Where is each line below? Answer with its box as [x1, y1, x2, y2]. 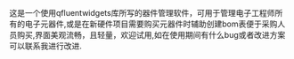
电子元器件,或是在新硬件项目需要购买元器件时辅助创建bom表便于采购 [24, 18, 278, 29]
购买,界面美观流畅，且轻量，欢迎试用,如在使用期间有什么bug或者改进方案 [16, 30, 286, 40]
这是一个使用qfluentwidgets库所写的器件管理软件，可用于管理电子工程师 [9, 8, 275, 18]
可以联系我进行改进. [9, 41, 83, 51]
